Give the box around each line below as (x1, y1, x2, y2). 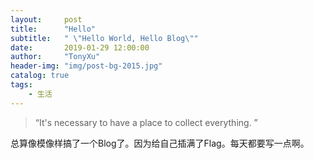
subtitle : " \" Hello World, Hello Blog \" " (10, 33, 199, 43)
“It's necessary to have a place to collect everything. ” (34, 116, 258, 128)
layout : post (10, 14, 83, 25)
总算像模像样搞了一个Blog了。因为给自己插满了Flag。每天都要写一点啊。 (10, 137, 310, 149)
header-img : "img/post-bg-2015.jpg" (10, 61, 163, 71)
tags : (10, 80, 33, 90)
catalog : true (10, 71, 70, 81)
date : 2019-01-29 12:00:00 (10, 42, 150, 53)
